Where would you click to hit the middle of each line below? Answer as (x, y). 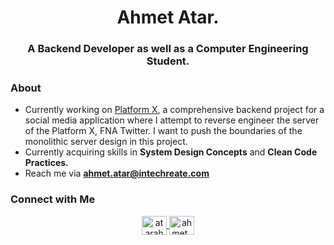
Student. (168, 61)
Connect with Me (53, 199)
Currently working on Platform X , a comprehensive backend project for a (174, 110)
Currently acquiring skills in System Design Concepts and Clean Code (171, 152)
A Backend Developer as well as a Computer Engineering (168, 49)
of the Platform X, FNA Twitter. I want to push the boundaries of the (163, 131)
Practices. (46, 163)
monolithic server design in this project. (106, 142)
